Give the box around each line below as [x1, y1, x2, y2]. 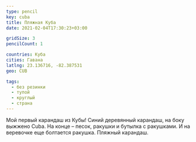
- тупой [11, 89, 30, 96]
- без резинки [11, 84, 46, 90]
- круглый [11, 95, 35, 101]
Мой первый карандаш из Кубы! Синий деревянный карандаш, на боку [6, 116, 184, 123]
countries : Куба [6, 52, 46, 58]
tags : [6, 79, 19, 84]
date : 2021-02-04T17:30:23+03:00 [6, 25, 88, 31]
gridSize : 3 [6, 36, 35, 42]
